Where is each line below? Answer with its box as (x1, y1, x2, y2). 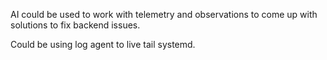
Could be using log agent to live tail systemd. (10, 39, 196, 50)
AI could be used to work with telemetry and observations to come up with (10, 9, 318, 20)
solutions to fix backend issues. (10, 19, 141, 31)
